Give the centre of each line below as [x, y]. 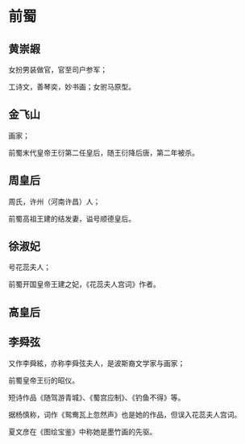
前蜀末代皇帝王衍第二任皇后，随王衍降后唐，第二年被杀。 [104, 152]
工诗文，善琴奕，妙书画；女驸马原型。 [72, 87]
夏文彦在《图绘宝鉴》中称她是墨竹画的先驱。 [83, 431]
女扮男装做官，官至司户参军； [58, 70]
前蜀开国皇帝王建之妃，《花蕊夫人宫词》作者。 [84, 284]
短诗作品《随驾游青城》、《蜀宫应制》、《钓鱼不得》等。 [97, 397]
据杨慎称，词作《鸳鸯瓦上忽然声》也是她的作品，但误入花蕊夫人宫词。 [125, 414]
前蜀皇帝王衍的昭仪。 [44, 380]
